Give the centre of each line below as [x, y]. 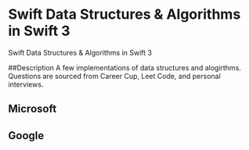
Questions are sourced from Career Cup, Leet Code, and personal [114, 76]
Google [26, 136]
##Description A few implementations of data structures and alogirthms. [125, 67]
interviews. [26, 84]
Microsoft [32, 109]
